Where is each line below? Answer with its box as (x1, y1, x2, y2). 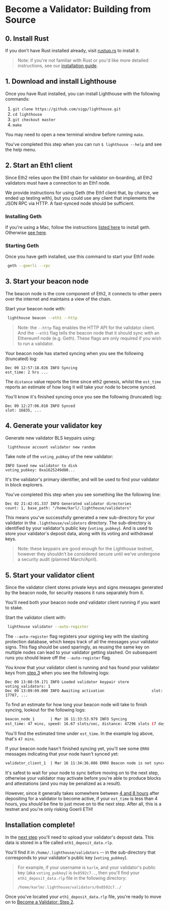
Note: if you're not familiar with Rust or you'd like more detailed (17, 57, 148, 63)
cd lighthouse (12, 112, 42, 117)
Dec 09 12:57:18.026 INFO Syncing (5, 365, 78, 370)
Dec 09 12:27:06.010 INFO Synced (5, 403, 75, 408)
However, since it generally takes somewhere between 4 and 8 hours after (5, 790, 159, 796)
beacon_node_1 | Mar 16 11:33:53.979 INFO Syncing (5, 717, 127, 722)
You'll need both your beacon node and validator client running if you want (5, 600, 160, 606)
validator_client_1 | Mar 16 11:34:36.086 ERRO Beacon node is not (5, 761, 152, 766)
